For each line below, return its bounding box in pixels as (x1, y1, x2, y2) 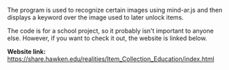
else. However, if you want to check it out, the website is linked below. (7, 34, 207, 42)
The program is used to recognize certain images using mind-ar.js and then (7, 6, 223, 14)
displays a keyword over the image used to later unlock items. (7, 13, 184, 21)
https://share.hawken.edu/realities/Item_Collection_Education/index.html (7, 55, 214, 63)
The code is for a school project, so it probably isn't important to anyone (7, 27, 214, 35)
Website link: (7, 48, 46, 55)
